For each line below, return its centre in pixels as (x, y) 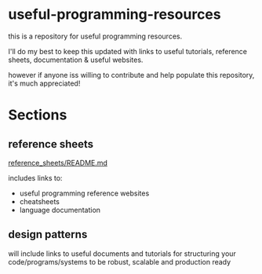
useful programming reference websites (84, 193)
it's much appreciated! (44, 83)
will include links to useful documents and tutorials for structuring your (122, 254)
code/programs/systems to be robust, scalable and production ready (120, 261)
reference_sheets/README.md (58, 163)
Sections (38, 115)
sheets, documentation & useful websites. (76, 60)
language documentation (60, 210)
